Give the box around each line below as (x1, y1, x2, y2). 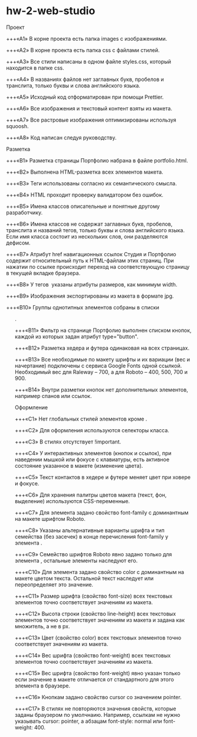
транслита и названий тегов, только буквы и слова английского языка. (6, 226, 185, 234)
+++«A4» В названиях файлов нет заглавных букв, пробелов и (6, 76, 164, 83)
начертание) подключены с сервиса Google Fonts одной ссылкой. (14, 362, 182, 369)
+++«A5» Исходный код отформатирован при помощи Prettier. (6, 93, 164, 100)
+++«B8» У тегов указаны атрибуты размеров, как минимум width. (6, 281, 178, 288)
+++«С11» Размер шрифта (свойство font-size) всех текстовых (14, 592, 173, 599)
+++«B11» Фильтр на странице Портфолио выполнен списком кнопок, (14, 327, 192, 334)
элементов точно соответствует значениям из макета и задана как (14, 616, 185, 624)
